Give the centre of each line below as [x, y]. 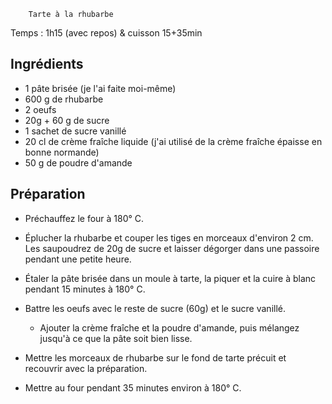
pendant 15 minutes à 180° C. [85, 289]
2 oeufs [40, 109]
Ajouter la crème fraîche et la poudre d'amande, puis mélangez [169, 327]
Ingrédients [47, 64]
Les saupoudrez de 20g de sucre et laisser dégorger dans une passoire [172, 248]
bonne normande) [62, 152]
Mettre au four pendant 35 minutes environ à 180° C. [133, 387]
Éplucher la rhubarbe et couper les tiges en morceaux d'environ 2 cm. [169, 237]
